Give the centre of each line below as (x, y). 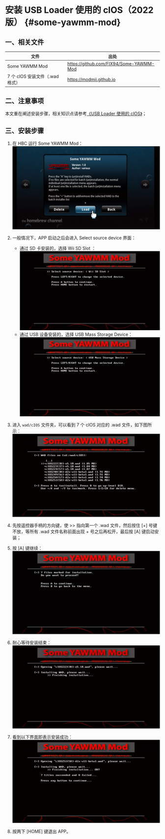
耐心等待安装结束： (32, 642)
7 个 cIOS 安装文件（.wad (33, 76)
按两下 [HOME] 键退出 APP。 (41, 832)
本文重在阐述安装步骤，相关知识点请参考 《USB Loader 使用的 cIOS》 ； (76, 114)
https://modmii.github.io (91, 79)
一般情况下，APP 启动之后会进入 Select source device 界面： (74, 238)
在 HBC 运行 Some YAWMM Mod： (48, 144)
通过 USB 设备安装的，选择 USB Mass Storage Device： (76, 334)
